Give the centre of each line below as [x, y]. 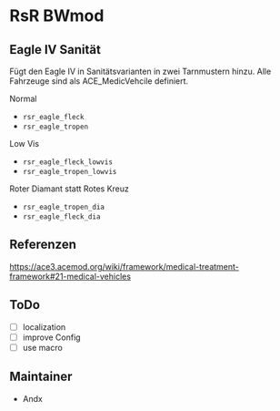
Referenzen [43, 245]
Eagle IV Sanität [55, 50]
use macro [43, 347]
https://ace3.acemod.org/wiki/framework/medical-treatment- [124, 266]
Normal [23, 98]
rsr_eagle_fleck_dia [61, 217]
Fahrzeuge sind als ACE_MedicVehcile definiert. [99, 81]
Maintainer [41, 377]
